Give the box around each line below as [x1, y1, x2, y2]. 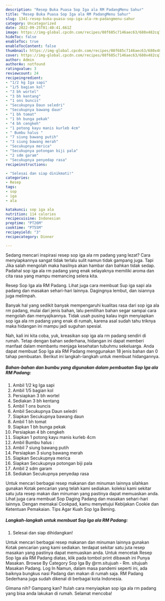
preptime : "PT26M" [5, 221, 43, 226]
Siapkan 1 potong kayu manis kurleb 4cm [12, 434, 96, 440]
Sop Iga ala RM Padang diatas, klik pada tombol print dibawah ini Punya [5, 554, 150, 561]
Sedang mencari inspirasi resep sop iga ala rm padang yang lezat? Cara [5, 252, 151, 258]
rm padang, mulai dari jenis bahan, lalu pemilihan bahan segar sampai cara [5, 307, 157, 313]
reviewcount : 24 [5, 71, 39, 76]
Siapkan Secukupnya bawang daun [12, 413, 84, 419]
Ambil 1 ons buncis [12, 403, 51, 409]
